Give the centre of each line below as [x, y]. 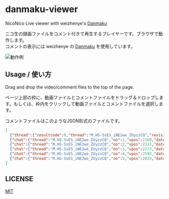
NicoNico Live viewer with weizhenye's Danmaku [56, 23]
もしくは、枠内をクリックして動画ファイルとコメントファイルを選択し [86, 104]
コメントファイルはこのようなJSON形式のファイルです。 [64, 121]
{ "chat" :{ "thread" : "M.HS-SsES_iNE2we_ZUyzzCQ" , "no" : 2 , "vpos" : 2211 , [82, 144]
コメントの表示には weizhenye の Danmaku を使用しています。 [70, 46]
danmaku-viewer [42, 9]
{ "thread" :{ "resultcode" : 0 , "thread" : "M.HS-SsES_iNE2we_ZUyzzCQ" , [80, 135]
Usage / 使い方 [28, 74]
